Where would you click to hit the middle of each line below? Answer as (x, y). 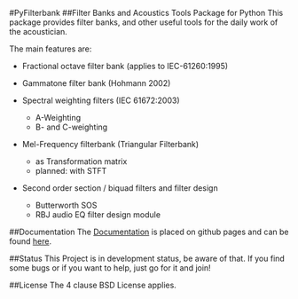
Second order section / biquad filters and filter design (120, 188)
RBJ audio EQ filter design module (98, 215)
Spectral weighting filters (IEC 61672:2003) (101, 100)
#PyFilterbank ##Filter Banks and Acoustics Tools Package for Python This (146, 13)
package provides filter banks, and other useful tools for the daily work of (144, 22)
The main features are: (51, 49)
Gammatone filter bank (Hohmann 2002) (96, 83)
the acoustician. (39, 31)
